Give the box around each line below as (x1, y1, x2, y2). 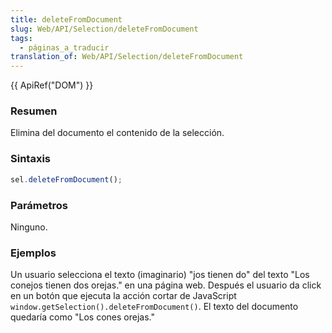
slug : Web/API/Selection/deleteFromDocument (10, 24, 199, 34)
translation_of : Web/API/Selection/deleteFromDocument (10, 52, 244, 62)
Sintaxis (10, 152, 51, 166)
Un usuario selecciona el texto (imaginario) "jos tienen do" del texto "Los (10, 269, 310, 281)
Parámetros (10, 198, 68, 212)
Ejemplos (10, 246, 57, 260)
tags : (10, 33, 33, 43)
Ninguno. (10, 221, 48, 233)
